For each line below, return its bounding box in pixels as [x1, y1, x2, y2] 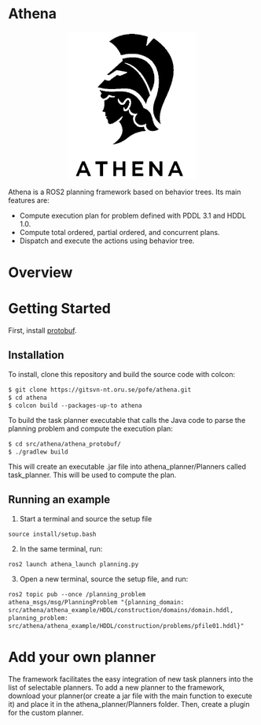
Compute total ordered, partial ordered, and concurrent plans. [19, 227, 220, 237]
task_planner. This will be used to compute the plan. [8, 470, 177, 480]
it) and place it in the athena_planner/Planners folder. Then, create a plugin [8, 699, 250, 708]
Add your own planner [8, 648, 156, 666]
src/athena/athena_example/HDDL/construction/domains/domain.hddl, [8, 606, 234, 614]
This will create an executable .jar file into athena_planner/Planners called [8, 462, 246, 471]
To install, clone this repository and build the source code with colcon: [8, 369, 236, 379]
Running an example [8, 493, 111, 506]
